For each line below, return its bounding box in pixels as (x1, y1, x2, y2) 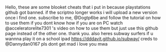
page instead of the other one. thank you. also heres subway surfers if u (5, 31, 154, 36)
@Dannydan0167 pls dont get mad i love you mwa (5, 41, 108, 47)
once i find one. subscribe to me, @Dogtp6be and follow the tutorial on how (5, 15, 161, 20)
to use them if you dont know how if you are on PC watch (5, 20, 123, 26)
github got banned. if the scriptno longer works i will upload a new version (5, 9, 158, 15)
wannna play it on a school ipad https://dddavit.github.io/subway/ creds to (5, 36, 158, 42)
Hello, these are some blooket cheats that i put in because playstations (5, 4, 151, 10)
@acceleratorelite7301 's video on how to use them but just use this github (5, 25, 159, 31)
